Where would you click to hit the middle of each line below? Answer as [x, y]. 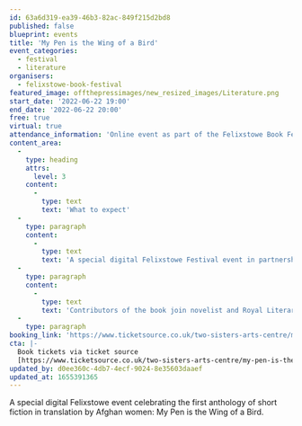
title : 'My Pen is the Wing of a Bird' [84, 43]
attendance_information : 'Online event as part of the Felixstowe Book [146, 135]
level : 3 [49, 176]
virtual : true [36, 127]
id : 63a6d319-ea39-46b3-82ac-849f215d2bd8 [90, 18]
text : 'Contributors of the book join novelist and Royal [152, 310]
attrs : [38, 168]
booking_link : [36, 335]
